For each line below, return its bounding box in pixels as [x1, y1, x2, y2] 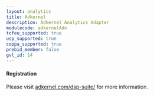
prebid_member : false [6, 47, 60, 53]
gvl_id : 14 [6, 52, 33, 58]
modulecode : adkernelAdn [6, 25, 67, 31]
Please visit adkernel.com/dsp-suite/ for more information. [6, 83, 149, 90]
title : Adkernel [6, 14, 46, 20]
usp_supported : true [6, 36, 57, 42]
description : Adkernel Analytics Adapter [6, 19, 110, 25]
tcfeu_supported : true [6, 30, 62, 36]
